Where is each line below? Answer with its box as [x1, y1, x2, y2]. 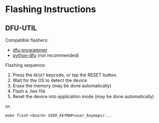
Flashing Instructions [5, 4, 96, 15]
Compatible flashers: [5, 37, 49, 43]
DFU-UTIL [5, 24, 37, 32]
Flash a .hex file [12, 88, 45, 94]
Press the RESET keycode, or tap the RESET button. [12, 72, 118, 78]
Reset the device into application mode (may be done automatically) [12, 94, 154, 99]
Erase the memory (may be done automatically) [12, 83, 112, 89]
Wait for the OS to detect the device [12, 77, 87, 83]
